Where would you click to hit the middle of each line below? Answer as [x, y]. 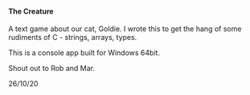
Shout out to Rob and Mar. [51, 69]
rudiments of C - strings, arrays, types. [73, 38]
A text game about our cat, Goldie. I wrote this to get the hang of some [125, 29]
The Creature [31, 11]
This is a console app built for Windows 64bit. [84, 53]
